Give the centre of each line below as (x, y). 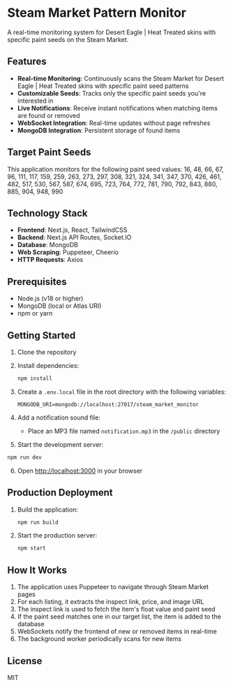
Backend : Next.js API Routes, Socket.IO (74, 237)
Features (27, 62)
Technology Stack (47, 213)
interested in (35, 101)
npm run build (38, 522)
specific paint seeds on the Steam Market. (68, 39)
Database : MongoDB (48, 245)
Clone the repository (47, 352)
